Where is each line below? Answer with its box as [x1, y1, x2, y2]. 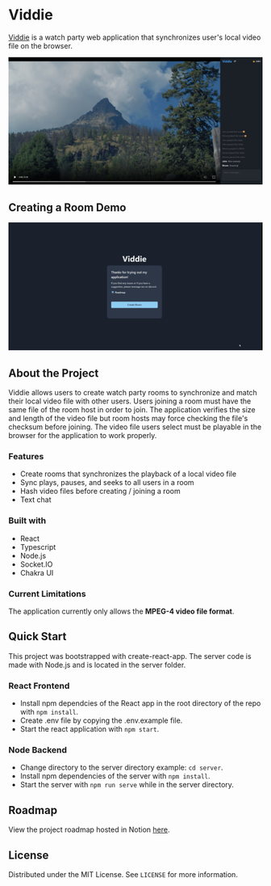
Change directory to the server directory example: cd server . [19, 762, 223, 773]
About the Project [8, 366, 99, 380]
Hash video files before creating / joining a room [19, 487, 181, 496]
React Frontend [8, 680, 70, 691]
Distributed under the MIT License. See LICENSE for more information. [8, 869, 238, 879]
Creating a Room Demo [8, 200, 127, 214]
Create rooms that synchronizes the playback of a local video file [19, 469, 236, 479]
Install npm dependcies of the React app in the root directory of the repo [19, 698, 261, 708]
